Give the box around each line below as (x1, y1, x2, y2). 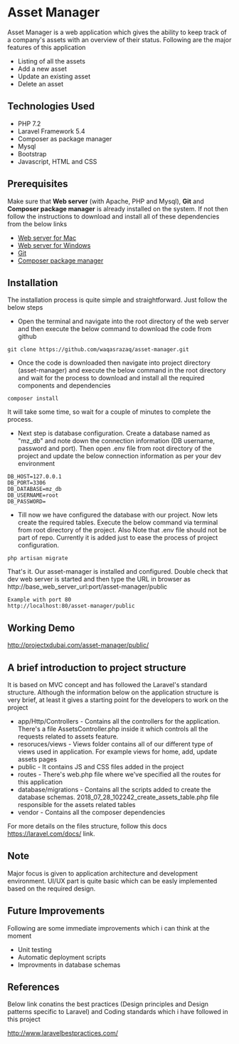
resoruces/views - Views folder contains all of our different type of (17, 740, 213, 748)
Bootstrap (17, 149, 47, 158)
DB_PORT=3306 (7, 480, 46, 487)
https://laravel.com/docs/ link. (7, 829, 95, 838)
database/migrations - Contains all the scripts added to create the (17, 786, 211, 794)
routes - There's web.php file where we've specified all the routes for (17, 770, 221, 779)
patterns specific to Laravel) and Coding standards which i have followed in (7, 1008, 229, 1016)
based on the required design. (7, 884, 96, 893)
